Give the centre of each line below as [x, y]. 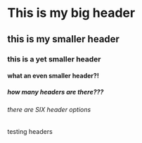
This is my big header [71, 13]
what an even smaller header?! [53, 76]
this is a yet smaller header [54, 59]
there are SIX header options [49, 110]
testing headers [30, 131]
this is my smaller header [63, 39]
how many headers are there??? [56, 92]
